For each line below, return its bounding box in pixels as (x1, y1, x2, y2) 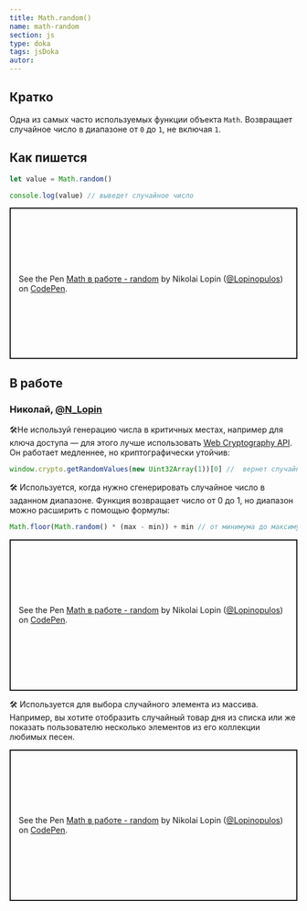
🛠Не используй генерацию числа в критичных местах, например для (9, 424, 283, 435)
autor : (9, 56, 35, 65)
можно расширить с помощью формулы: (9, 504, 171, 515)
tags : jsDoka (9, 48, 59, 57)
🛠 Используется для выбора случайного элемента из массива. (9, 698, 259, 709)
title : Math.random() (9, 13, 92, 23)
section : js (9, 30, 55, 39)
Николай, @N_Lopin (9, 403, 102, 416)
